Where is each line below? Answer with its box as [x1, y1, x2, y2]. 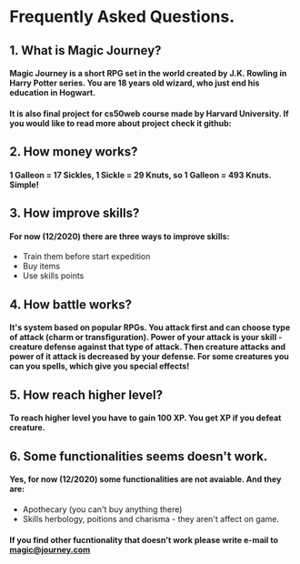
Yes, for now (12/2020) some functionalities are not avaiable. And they [9, 474, 282, 485]
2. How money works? [9, 144, 138, 160]
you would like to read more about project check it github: [9, 117, 232, 128]
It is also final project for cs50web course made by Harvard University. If [9, 107, 289, 119]
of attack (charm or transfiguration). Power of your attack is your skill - [9, 332, 283, 343]
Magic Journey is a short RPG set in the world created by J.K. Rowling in [9, 68, 287, 79]
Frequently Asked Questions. [9, 6, 235, 27]
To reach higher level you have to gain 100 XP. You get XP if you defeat [9, 412, 282, 424]
